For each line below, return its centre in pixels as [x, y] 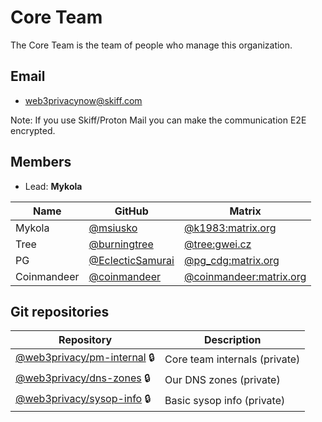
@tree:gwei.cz [217, 244]
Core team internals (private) [232, 359]
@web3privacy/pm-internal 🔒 [85, 358]
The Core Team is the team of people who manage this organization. [151, 45]
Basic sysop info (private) [225, 400]
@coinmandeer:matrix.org [245, 276]
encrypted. [33, 130]
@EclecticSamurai [131, 260]
